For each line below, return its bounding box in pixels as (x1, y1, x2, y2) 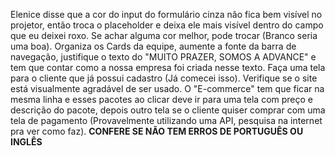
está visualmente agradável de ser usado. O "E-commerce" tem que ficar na (10, 83, 325, 94)
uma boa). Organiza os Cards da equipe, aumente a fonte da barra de (10, 40, 297, 52)
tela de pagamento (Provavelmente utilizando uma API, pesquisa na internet (10, 115, 323, 126)
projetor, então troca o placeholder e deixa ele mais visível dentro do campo (10, 19, 324, 31)
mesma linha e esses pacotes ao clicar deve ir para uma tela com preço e (10, 94, 313, 105)
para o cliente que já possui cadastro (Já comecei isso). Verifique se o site (10, 72, 318, 84)
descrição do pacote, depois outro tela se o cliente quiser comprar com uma (10, 104, 326, 116)
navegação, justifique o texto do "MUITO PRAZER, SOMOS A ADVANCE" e (10, 51, 317, 63)
